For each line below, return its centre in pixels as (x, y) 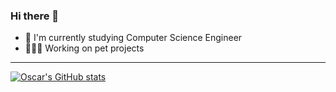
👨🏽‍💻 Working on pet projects (84, 48)
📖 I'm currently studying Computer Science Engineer (133, 38)
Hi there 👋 (35, 16)
